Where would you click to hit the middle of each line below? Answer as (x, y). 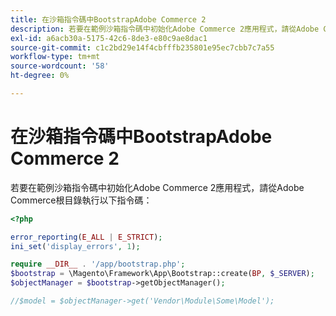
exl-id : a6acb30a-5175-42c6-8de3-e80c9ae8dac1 (109, 38)
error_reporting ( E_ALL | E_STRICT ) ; (86, 237)
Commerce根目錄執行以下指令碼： (81, 200)
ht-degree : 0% (40, 76)
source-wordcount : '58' (60, 66)
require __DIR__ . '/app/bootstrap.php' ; (98, 264)
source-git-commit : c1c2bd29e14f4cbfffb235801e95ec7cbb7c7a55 (142, 47)
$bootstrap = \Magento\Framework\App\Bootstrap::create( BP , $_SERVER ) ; (162, 274)
